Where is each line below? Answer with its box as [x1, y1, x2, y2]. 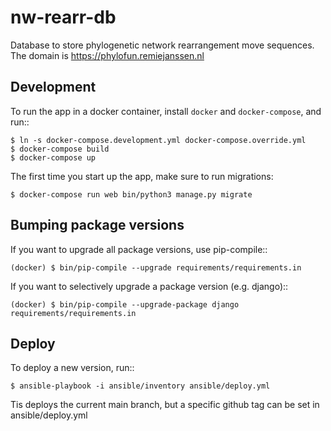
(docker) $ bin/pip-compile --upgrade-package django [10, 299, 240, 310]
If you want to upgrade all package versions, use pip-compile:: [10, 243, 268, 255]
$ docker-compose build [10, 144, 110, 154]
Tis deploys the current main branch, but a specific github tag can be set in [10, 399, 320, 411]
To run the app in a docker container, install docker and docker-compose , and [10, 105, 322, 117]
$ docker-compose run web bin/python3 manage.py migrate [10, 189, 253, 200]
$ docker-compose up [10, 152, 97, 163]
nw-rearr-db [10, 6, 117, 29]
